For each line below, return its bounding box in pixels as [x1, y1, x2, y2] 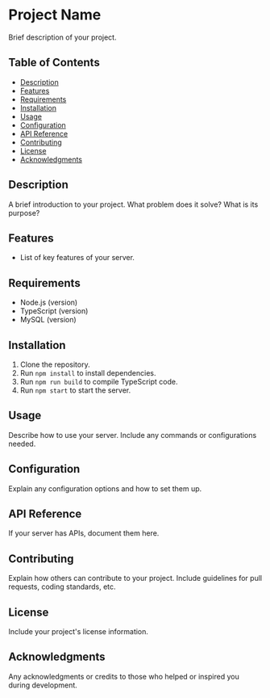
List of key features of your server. [19, 253, 135, 263]
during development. [8, 680, 78, 690]
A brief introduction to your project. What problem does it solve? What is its [8, 200, 259, 209]
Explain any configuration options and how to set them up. [8, 483, 202, 494]
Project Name [8, 6, 102, 24]
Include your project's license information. [8, 627, 149, 637]
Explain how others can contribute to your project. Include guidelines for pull [8, 574, 263, 583]
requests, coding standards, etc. [8, 582, 116, 591]
